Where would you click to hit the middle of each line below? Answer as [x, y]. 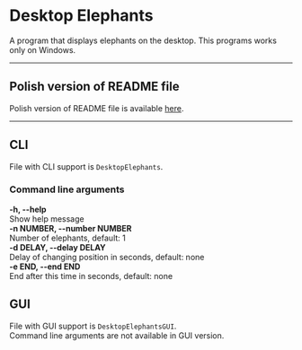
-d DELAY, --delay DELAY [58, 247]
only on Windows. [43, 49]
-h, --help [28, 209]
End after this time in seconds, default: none [91, 276]
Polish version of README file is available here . [97, 108]
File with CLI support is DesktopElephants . [86, 166]
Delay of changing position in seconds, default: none [107, 257]
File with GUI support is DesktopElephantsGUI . [93, 326]
